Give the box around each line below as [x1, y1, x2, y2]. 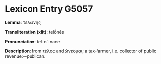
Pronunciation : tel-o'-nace [5, 38, 60, 44]
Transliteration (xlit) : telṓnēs [5, 29, 64, 35]
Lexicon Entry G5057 [5, 3, 93, 15]
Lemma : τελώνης [5, 20, 41, 25]
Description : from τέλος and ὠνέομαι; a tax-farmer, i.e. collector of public [5, 48, 157, 54]
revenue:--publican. [5, 53, 46, 59]
